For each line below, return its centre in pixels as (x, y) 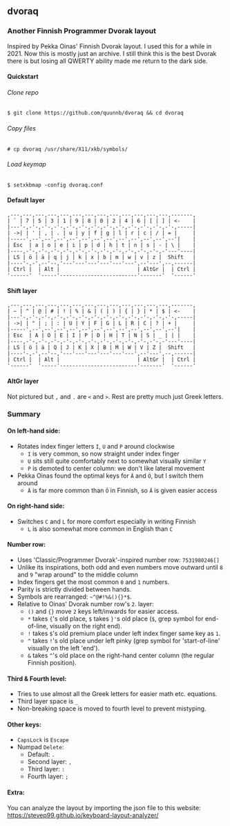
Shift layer (22, 290)
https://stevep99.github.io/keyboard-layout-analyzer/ (83, 815)
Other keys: (24, 724)
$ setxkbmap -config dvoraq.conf (55, 185)
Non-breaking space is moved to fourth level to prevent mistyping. (112, 708)
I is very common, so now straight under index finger (103, 453)
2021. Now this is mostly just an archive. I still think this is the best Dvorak (112, 53)
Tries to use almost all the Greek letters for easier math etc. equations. (117, 694)
